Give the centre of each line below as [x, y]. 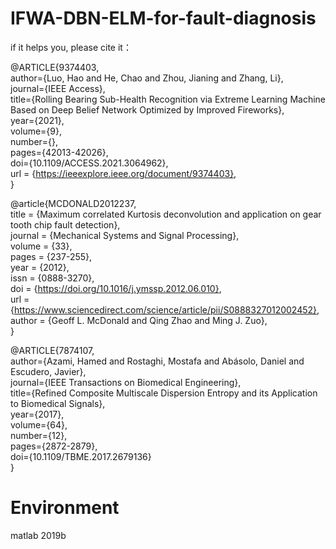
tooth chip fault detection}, [65, 224]
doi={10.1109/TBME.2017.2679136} [81, 456]
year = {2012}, [40, 267]
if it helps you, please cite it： [71, 47]
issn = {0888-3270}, [52, 278]
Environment [65, 508]
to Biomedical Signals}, [58, 403]
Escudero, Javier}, [48, 371]
